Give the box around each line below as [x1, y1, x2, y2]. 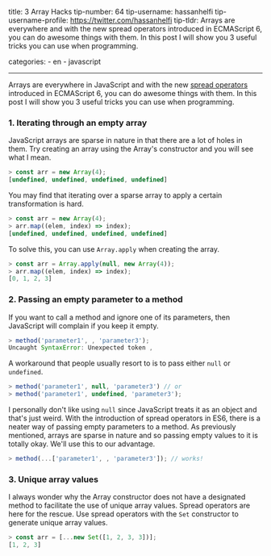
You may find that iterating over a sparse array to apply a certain [8, 190, 223, 200]
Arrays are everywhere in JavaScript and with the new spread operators [8, 80, 248, 90]
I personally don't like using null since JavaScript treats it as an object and [8, 405, 257, 415]
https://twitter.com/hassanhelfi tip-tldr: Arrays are [69, 15, 236, 25]
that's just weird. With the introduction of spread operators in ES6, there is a [8, 413, 261, 423]
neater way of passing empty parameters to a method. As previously [8, 422, 236, 432]
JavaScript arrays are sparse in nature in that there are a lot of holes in [8, 136, 243, 145]
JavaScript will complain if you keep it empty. [8, 320, 159, 330]
